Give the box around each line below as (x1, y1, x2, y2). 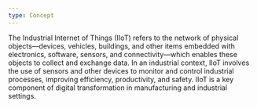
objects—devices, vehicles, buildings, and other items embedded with (8, 41, 236, 51)
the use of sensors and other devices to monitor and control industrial (8, 66, 234, 75)
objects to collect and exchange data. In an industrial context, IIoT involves (8, 58, 250, 67)
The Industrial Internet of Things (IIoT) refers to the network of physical (8, 33, 239, 42)
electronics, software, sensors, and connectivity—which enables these (8, 49, 238, 59)
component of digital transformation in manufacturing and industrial (8, 83, 228, 92)
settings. (8, 91, 37, 100)
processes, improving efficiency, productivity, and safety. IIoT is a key (8, 74, 234, 84)
